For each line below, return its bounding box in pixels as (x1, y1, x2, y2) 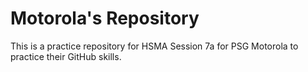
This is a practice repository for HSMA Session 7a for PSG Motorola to (10, 40, 299, 52)
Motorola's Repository (10, 7, 200, 30)
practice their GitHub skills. (10, 50, 122, 62)
